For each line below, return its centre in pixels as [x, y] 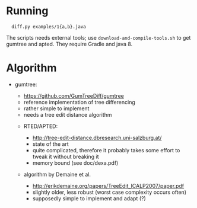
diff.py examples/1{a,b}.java [49, 27]
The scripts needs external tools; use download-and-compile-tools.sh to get [99, 37]
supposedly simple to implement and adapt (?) [89, 198]
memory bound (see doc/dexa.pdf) [75, 163]
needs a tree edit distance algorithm [68, 114]
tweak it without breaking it [66, 156]
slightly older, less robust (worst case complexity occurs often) [109, 192]
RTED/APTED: [41, 126]
